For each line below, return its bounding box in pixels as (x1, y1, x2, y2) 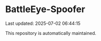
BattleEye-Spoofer (5, 4, 85, 15)
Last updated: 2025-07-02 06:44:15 (5, 20, 81, 26)
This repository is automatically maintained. (5, 30, 96, 36)
